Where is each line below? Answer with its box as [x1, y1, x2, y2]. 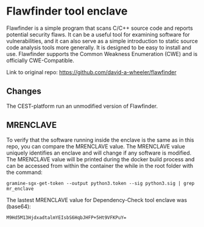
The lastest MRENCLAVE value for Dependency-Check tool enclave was [6, 196, 188, 203]
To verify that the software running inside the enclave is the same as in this [6, 136, 194, 144]
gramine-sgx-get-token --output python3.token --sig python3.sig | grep [6, 180, 195, 186]
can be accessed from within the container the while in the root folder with [6, 162, 194, 169]
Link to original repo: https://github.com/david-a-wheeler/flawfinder [6, 68, 177, 75]
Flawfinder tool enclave [6, 4, 128, 18]
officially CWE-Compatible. [6, 57, 74, 64]
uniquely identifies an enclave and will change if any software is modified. [6, 149, 192, 156]
